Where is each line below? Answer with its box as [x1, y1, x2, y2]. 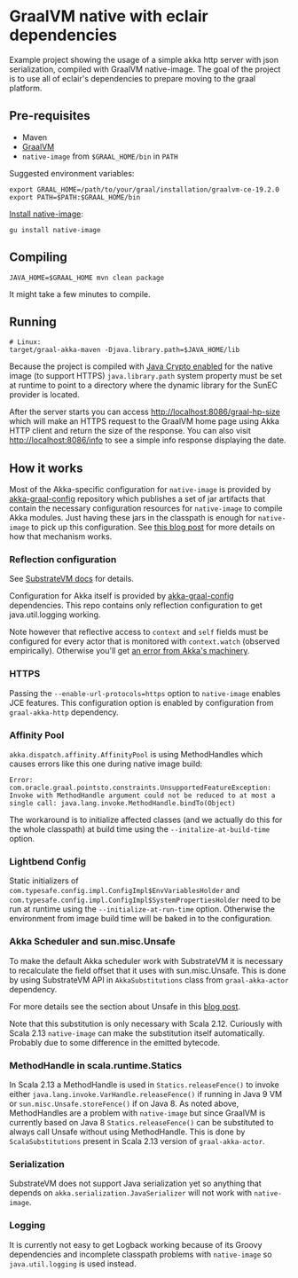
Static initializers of [9, 875, 79, 886]
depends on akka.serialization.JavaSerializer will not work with [9, 1188, 253, 1198]
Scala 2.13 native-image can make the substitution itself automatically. [9, 1027, 265, 1039]
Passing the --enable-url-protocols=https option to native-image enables [9, 687, 281, 698]
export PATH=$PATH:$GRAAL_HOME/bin [9, 192, 141, 201]
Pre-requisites [9, 108, 90, 123]
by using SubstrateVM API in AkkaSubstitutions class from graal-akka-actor [9, 974, 289, 985]
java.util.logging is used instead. [9, 1258, 137, 1269]
